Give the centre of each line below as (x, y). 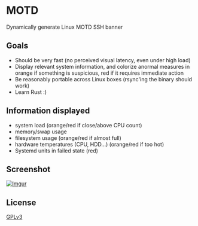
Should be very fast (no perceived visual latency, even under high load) (103, 60)
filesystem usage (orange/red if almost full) (68, 138)
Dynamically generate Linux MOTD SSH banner (65, 27)
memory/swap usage (41, 132)
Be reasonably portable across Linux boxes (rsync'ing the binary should (103, 79)
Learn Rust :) (31, 92)
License (21, 202)
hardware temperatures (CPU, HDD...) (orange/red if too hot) (89, 144)
